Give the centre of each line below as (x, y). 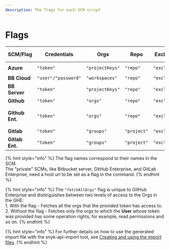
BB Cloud (19, 78)
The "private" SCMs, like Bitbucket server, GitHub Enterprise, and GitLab (81, 169)
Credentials (59, 54)
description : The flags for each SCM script (53, 10)
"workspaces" (101, 78)
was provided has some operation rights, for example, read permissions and (85, 216)
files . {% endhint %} (26, 242)
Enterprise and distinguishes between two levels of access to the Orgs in (81, 195)
